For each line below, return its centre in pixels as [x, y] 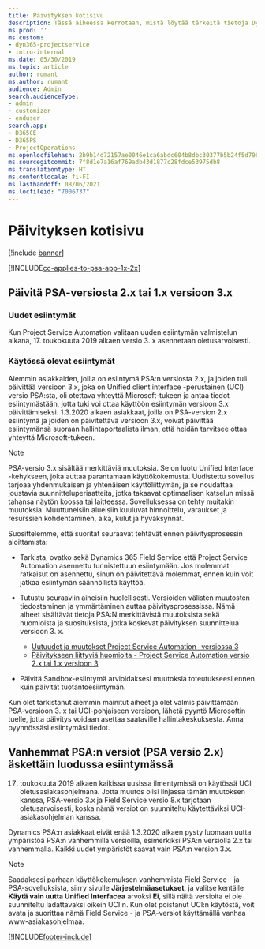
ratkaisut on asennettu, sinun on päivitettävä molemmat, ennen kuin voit [136, 574]
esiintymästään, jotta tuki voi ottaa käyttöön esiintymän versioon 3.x [118, 403]
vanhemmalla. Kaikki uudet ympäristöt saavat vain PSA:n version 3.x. [120, 849]
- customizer [30, 111]
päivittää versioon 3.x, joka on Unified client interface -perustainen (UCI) [126, 387]
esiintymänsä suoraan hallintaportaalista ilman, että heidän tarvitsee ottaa [128, 429]
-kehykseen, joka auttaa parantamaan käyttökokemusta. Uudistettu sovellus [131, 476]
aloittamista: [28, 542]
